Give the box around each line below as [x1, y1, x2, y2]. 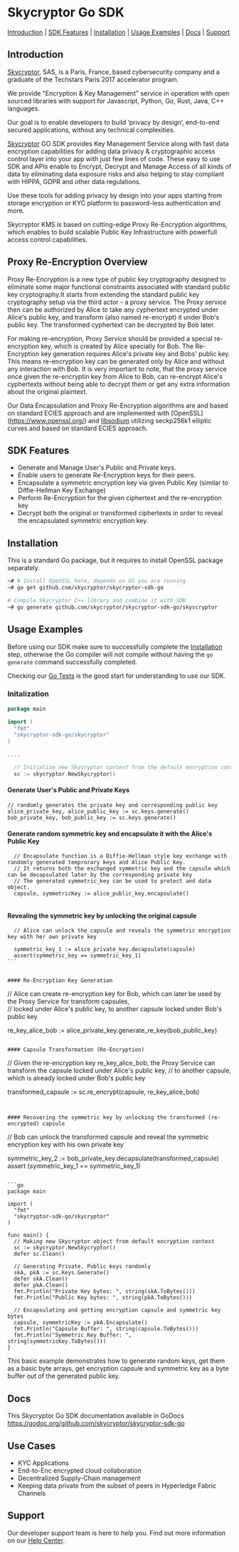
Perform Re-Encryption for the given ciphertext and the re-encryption [17, 494, 222, 502]
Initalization [7, 689, 50, 699]
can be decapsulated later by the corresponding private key [7, 871, 193, 878]
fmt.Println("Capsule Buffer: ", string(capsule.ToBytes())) [14, 1325, 199, 1333]
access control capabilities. [7, 235, 87, 243]
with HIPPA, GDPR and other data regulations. [7, 177, 142, 186]
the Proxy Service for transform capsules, [7, 997, 130, 1006]
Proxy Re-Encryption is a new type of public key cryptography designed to [7, 275, 226, 283]
